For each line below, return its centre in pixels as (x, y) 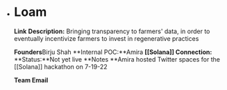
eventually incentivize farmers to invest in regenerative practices (106, 38)
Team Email (31, 80)
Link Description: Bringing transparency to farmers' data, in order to (112, 31)
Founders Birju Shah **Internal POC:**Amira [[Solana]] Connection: (113, 52)
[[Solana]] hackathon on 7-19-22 (60, 66)
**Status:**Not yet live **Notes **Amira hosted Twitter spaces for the (117, 59)
